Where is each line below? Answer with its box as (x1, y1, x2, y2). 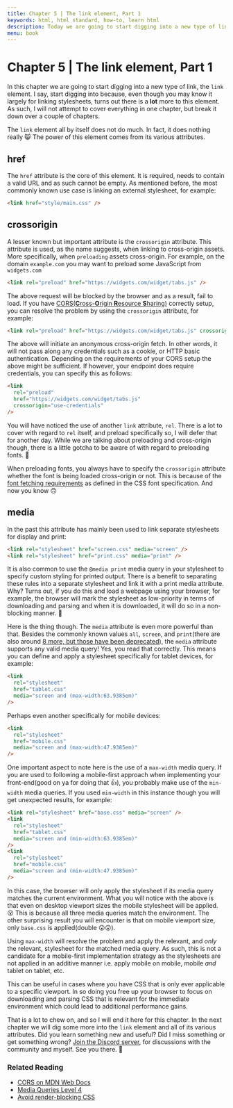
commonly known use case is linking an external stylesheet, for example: (7, 186, 216, 195)
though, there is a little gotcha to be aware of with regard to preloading (7, 443, 209, 452)
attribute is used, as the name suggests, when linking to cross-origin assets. (7, 245, 225, 253)
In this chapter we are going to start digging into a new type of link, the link (7, 83, 224, 91)
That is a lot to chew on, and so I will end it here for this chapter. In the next (7, 1016, 222, 1024)
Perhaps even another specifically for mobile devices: (7, 711, 161, 719)
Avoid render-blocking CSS (17, 1093, 96, 1102)
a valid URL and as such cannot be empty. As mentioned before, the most (7, 179, 218, 187)
